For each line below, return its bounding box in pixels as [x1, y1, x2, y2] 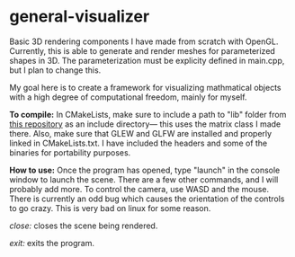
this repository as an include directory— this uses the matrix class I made [9, 119, 282, 129]
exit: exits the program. [9, 237, 94, 248]
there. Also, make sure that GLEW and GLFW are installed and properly [9, 128, 273, 138]
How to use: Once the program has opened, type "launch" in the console [9, 164, 281, 175]
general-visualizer [9, 6, 150, 27]
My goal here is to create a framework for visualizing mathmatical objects [9, 82, 282, 93]
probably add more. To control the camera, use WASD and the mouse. [9, 183, 270, 194]
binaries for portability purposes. [9, 146, 131, 158]
